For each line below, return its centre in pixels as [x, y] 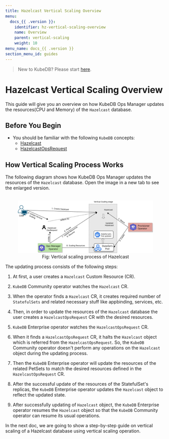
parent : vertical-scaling [42, 38]
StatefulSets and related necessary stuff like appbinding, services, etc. [88, 302]
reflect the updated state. [39, 395]
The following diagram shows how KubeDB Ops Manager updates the [78, 177]
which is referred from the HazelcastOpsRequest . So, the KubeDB [78, 342]
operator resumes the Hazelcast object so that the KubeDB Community [85, 410]
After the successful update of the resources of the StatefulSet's [80, 384]
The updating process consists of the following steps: [62, 267]
